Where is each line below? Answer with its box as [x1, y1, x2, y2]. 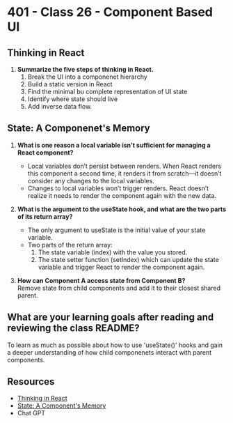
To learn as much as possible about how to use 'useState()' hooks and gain [7, 341, 223, 349]
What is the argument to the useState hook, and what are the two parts [17, 205, 227, 213]
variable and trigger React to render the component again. [38, 263, 205, 271]
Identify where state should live [27, 95, 118, 103]
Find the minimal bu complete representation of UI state [27, 88, 188, 95]
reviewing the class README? [7, 322, 140, 334]
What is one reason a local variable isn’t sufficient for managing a [17, 141, 211, 149]
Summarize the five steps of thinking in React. [17, 66, 154, 73]
